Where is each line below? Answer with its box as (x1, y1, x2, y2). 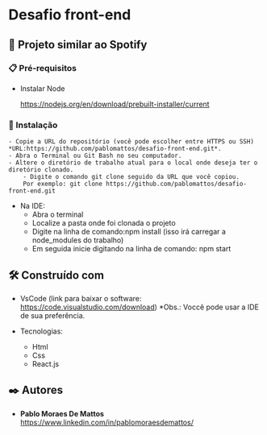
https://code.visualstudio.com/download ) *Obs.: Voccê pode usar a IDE (19, 302, 260, 312)
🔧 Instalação (8, 119, 58, 130)
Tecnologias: (19, 326, 63, 336)
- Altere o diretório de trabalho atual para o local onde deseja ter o (8, 159, 258, 167)
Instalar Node (19, 83, 65, 93)
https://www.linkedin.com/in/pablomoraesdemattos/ (19, 417, 194, 427)
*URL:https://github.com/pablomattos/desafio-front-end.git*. (8, 145, 222, 153)
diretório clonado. (8, 166, 74, 174)
